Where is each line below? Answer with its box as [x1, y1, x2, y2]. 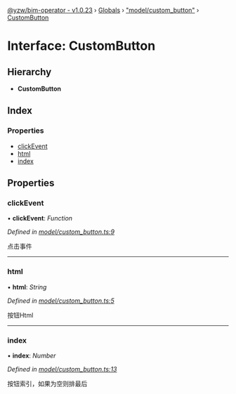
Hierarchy [7, 66, 52, 78]
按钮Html [7, 310, 34, 319]
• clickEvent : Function [7, 214, 72, 223]
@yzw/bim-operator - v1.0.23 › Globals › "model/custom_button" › [7, 6, 199, 14]
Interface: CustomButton [7, 38, 156, 54]
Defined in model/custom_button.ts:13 [7, 365, 117, 373]
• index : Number [7, 351, 56, 360]
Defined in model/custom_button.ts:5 [7, 296, 114, 305]
